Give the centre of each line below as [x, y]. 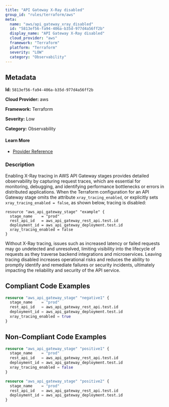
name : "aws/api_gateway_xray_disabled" [52, 24]
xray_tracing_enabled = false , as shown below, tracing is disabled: [76, 202]
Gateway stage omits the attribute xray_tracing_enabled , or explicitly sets [82, 197]
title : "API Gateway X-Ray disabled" [45, 10]
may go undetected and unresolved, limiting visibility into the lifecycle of [80, 249]
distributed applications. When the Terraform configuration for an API [77, 192]
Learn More [18, 140]
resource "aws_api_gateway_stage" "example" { [55, 212]
